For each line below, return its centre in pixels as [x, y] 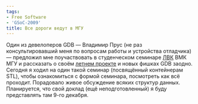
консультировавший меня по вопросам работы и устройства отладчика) [99, 51]
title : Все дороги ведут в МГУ [45, 28]
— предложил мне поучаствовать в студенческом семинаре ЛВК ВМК [97, 57]
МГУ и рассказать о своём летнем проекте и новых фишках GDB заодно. [100, 64]
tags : [13, 12]
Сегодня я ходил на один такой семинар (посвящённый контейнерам [95, 70]
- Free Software [26, 17]
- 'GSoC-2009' [24, 22]
